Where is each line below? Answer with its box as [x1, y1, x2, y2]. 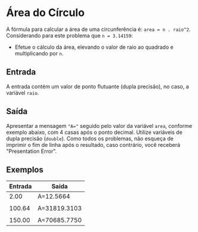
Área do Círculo [6, 6, 85, 20]
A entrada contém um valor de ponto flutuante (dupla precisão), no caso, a [6, 83, 189, 90]
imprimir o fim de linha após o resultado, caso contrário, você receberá [6, 141, 180, 148]
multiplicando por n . [14, 49, 64, 57]
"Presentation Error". [6, 148, 57, 155]
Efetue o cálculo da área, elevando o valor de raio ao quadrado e [14, 43, 174, 51]
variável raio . [6, 89, 39, 96]
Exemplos [6, 164, 43, 175]
